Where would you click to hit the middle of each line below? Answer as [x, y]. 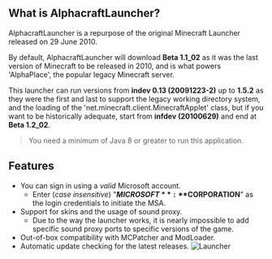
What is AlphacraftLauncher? [84, 13]
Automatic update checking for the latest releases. [104, 246]
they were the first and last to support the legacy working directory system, [134, 99]
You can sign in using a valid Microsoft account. [100, 185]
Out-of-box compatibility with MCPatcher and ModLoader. [118, 237]
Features [31, 166]
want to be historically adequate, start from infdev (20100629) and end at [133, 116]
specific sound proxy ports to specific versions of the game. [133, 229]
